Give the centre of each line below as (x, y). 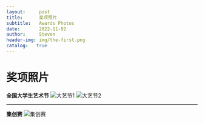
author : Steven (31, 35)
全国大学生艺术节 (28, 95)
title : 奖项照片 (32, 18)
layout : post (28, 12)
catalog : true (27, 46)
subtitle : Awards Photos (40, 23)
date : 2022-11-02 (36, 29)
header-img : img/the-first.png (46, 40)
